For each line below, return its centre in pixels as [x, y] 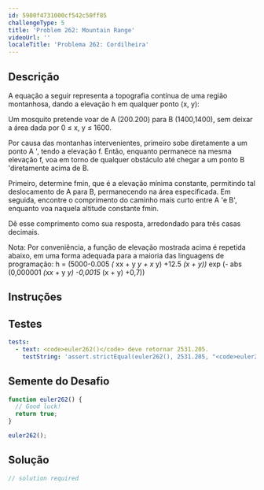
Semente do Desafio [59, 382]
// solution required [44, 478]
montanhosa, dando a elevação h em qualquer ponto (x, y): [104, 104]
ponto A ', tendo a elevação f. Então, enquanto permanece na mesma [120, 151]
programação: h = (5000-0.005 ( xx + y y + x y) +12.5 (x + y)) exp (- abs [125, 264]
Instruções [35, 297]
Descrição [34, 77]
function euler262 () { [45, 399]
